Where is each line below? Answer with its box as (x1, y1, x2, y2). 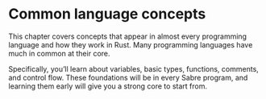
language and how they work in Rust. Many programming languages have (8, 39, 253, 49)
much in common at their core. (8, 48, 110, 58)
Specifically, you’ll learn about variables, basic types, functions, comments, (8, 64, 260, 73)
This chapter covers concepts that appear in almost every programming (8, 31, 247, 41)
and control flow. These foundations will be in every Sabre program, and (8, 72, 248, 82)
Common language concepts (8, 5, 206, 23)
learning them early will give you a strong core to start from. (8, 81, 208, 91)
